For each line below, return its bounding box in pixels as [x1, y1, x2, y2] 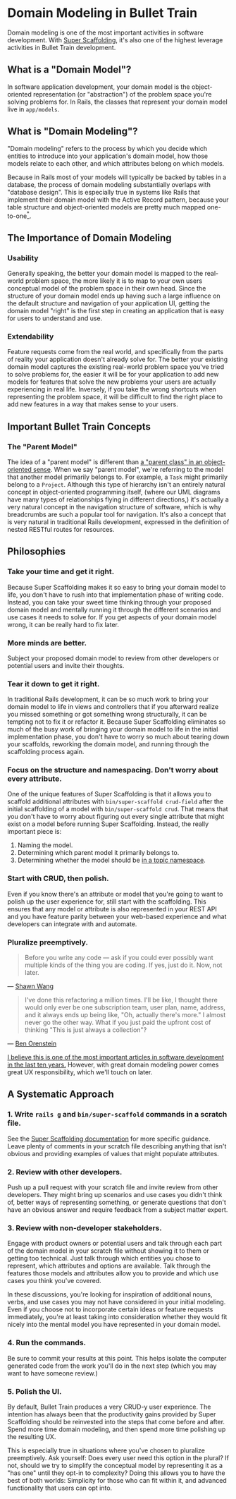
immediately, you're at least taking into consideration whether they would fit [7, 1313, 228, 1321]
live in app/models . [7, 104, 60, 114]
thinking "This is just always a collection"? [24, 1026, 147, 1034]
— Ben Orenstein [7, 1039, 57, 1048]
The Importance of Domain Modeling [7, 231, 172, 244]
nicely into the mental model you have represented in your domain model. [7, 1321, 221, 1329]
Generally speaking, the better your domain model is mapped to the [7, 269, 204, 277]
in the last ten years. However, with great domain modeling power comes [7, 1060, 219, 1069]
